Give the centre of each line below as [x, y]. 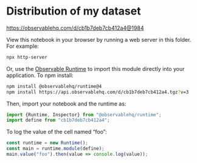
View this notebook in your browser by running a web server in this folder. [99, 39]
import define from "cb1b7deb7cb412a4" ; [58, 120]
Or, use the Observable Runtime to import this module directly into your [95, 68]
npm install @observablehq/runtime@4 [54, 86]
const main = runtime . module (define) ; [55, 149]
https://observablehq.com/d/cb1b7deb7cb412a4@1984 [75, 28]
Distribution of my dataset [74, 11]
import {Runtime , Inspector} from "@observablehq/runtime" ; [84, 115]
